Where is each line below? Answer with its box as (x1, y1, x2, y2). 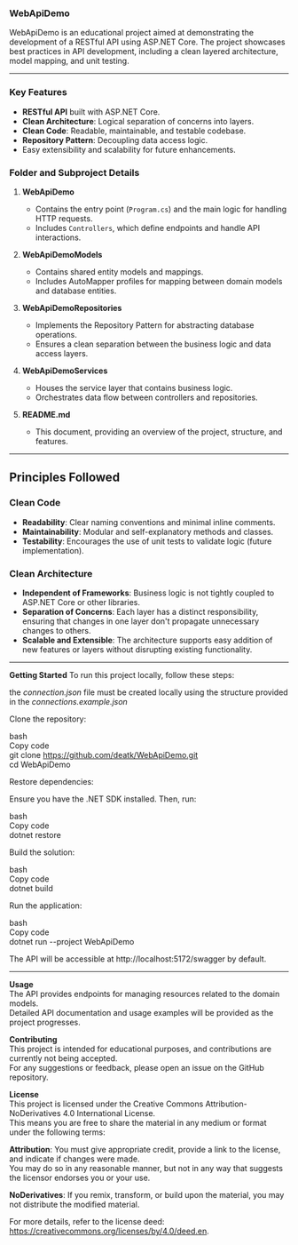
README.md (21, 409, 71, 419)
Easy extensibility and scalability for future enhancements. (21, 144, 237, 155)
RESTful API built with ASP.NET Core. (21, 106, 161, 117)
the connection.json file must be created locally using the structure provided (9, 687, 288, 698)
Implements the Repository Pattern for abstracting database (35, 319, 255, 331)
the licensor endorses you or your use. (9, 1172, 151, 1183)
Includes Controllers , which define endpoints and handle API (35, 222, 260, 233)
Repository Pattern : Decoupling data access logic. (21, 134, 208, 145)
